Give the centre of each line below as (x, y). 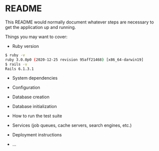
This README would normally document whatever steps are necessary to (79, 22)
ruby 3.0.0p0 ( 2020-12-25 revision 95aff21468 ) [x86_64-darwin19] (74, 60)
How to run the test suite (37, 116)
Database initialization (35, 107)
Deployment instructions (37, 135)
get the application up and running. (40, 27)
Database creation (31, 97)
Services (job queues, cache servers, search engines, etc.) (72, 126)
